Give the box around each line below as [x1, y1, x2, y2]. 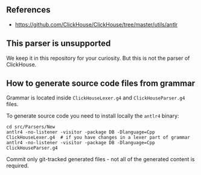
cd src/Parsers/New [6, 124, 56, 130]
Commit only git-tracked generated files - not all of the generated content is [6, 156, 195, 163]
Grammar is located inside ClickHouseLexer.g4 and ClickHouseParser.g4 [6, 94, 185, 101]
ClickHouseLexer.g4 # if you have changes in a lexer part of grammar [6, 135, 190, 141]
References [6, 5, 51, 15]
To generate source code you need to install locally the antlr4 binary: [6, 112, 179, 119]
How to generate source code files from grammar [6, 78, 196, 89]
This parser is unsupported [6, 39, 111, 49]
